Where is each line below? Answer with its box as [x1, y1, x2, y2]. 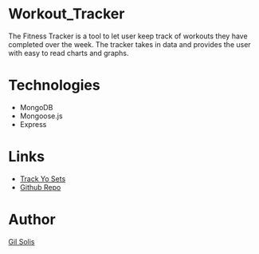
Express [19, 119, 47, 129]
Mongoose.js [19, 111, 63, 121]
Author [8, 211, 56, 228]
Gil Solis [8, 236, 35, 246]
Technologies [8, 77, 101, 94]
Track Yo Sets [19, 173, 66, 184]
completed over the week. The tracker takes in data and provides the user [8, 39, 251, 49]
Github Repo [19, 182, 61, 192]
